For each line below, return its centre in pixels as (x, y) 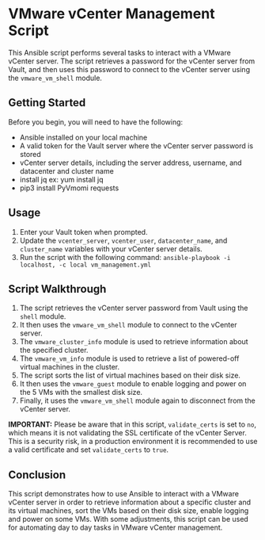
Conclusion (37, 475)
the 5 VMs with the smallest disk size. (81, 393)
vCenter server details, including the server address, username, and (131, 163)
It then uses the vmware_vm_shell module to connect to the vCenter (128, 325)
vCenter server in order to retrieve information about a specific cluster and (130, 502)
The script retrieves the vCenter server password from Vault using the (134, 308)
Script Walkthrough (57, 289)
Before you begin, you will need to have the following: (96, 122)
